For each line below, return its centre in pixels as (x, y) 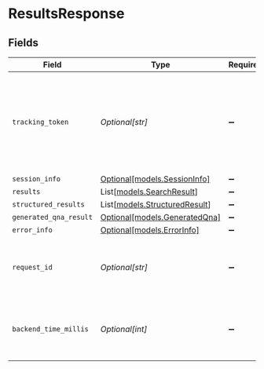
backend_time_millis (50, 329)
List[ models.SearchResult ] (149, 192)
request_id (32, 267)
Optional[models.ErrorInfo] (150, 230)
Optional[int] (124, 329)
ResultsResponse (66, 14)
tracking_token (40, 122)
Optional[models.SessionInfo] (155, 179)
